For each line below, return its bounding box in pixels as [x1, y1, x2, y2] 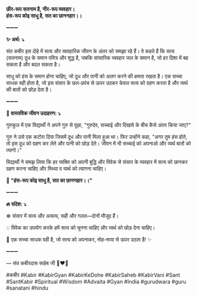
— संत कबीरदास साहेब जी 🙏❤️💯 [6, 260, 69, 266]
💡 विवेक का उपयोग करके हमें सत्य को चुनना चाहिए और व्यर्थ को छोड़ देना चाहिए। [6, 225, 156, 231]
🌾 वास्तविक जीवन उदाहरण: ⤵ [6, 110, 61, 116]
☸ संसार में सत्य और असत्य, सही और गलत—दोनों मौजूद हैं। [6, 213, 119, 219]
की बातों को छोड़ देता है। [6, 86, 52, 93]
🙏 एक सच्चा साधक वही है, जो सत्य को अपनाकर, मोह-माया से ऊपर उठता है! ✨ [6, 236, 152, 243]
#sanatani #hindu [6, 284, 49, 291]
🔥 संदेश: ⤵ [6, 201, 27, 207]
